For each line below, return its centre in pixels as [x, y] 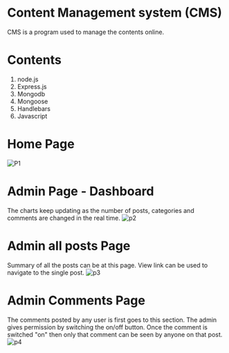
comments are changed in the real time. [64, 218]
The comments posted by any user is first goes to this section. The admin [112, 320]
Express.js [32, 86]
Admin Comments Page [76, 300]
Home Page [41, 144]
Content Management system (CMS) [115, 13]
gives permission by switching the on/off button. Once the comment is [107, 327]
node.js [28, 79]
